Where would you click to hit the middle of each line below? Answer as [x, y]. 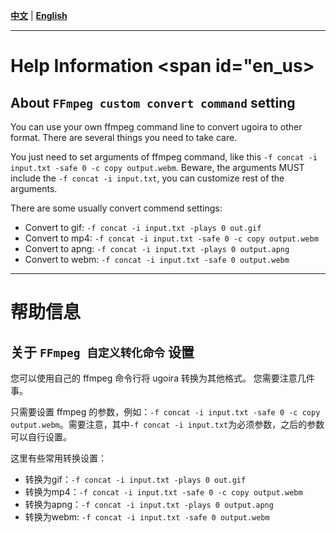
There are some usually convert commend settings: [116, 208]
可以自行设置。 [41, 437]
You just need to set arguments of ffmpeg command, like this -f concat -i [164, 157]
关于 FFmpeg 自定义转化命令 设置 [102, 352]
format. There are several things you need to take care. [124, 137]
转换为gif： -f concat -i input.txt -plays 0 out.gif [135, 479]
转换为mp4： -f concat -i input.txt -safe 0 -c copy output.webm [163, 492]
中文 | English [39, 15]
